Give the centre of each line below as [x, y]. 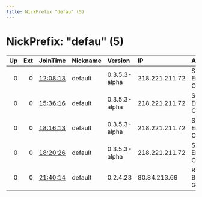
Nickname [87, 61]
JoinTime [52, 61]
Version [119, 61]
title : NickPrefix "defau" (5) [45, 12]
